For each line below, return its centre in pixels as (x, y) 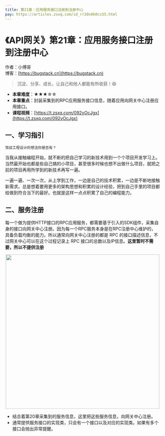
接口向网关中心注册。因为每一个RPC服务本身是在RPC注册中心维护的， (85, 229)
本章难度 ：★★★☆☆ (34, 94)
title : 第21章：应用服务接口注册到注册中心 (44, 10)
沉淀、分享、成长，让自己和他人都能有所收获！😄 (67, 84)
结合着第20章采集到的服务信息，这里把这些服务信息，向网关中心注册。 (84, 416)
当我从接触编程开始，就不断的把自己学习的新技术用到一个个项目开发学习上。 (82, 158)
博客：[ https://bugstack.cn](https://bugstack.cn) (55, 73)
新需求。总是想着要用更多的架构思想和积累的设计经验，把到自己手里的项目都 (82, 187)
